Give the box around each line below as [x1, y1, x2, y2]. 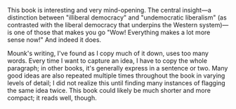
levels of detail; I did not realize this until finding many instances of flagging [7, 79, 226, 87]
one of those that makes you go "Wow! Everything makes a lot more [13, 28, 211, 36]
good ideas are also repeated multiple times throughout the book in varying [7, 71, 225, 80]
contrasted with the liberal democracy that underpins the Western [7, 21, 198, 29]
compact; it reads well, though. [7, 94, 97, 102]
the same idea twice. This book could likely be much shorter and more [7, 87, 211, 94]
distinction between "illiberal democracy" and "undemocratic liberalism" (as [7, 13, 227, 22]
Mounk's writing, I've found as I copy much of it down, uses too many [7, 49, 209, 57]
